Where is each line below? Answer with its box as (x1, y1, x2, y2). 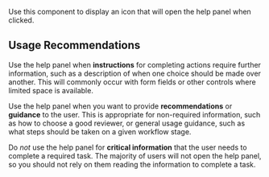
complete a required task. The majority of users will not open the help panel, (8, 150, 262, 160)
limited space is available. (8, 85, 94, 95)
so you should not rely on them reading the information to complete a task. (8, 159, 256, 169)
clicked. (8, 15, 35, 25)
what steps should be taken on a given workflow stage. (8, 126, 192, 136)
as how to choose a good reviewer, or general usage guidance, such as (8, 118, 246, 128)
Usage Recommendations (8, 39, 141, 52)
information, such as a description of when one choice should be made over (8, 68, 262, 78)
